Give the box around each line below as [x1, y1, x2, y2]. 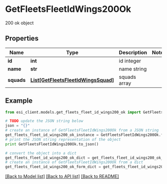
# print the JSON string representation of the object [5, 137, 121, 142]
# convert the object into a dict [5, 150, 77, 156]
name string [119, 65, 147, 72]
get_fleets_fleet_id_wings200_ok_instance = [5, 132, 99, 137]
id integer [119, 57, 141, 64]
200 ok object [5, 20, 34, 26]
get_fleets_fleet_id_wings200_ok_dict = [5, 155, 90, 160]
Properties [5, 34, 39, 43]
